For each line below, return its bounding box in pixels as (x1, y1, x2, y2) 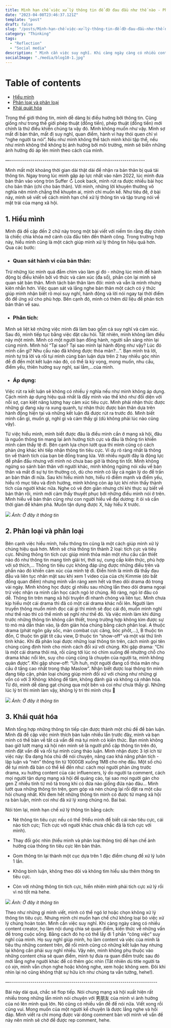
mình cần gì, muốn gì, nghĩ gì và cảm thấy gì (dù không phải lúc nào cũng (5, 415, 159, 422)
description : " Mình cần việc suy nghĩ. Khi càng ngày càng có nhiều (5, 50, 156, 55)
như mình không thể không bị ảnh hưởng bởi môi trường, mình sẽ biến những (5, 142, 166, 148)
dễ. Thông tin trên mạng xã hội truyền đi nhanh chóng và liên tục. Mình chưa (5, 594, 166, 601)
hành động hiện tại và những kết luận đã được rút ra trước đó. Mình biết (5, 410, 155, 416)
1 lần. (12, 858, 24, 864)
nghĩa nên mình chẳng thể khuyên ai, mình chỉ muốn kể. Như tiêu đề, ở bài (5, 189, 161, 195)
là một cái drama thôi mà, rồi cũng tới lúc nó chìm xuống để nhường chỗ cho (5, 649, 165, 655)
